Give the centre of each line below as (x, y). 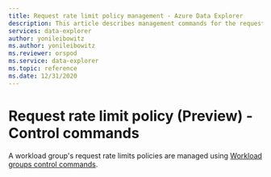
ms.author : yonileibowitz (52, 46)
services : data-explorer (50, 31)
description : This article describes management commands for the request (137, 23)
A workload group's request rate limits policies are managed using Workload (135, 155)
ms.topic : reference (43, 69)
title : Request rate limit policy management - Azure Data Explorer (126, 16)
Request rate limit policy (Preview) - (131, 116)
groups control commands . (53, 164)
